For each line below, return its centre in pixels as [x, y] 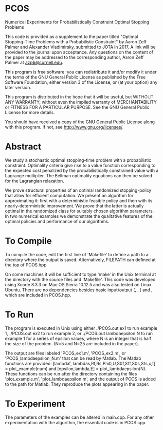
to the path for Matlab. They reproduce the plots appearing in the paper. [77, 384]
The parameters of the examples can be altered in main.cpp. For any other [80, 417]
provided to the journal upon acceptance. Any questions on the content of [79, 52]
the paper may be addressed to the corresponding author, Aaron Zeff [74, 57]
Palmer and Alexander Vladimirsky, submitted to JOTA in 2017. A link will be [80, 47]
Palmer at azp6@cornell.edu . [34, 62]
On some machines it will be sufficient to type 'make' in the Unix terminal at [81, 274]
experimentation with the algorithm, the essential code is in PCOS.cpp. [76, 422]
